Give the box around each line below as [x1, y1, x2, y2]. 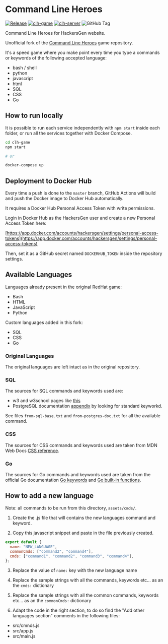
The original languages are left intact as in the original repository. [5, 364, 140, 370]
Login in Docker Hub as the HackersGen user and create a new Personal [5, 215, 155, 221]
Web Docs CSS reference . [5, 447, 59, 454]
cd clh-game [5, 140, 30, 145]
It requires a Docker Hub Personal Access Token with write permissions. [5, 205, 155, 211]
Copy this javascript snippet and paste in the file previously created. [12, 530, 154, 536]
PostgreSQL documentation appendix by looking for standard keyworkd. [12, 403, 162, 409]
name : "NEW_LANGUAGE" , [10, 544, 57, 549]
